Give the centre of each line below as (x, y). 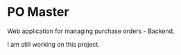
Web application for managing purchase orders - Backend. (91, 31)
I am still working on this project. (54, 44)
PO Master (38, 12)
